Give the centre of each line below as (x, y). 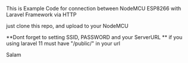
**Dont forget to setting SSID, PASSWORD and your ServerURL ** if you (94, 37)
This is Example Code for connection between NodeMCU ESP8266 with (94, 8)
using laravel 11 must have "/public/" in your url (63, 43)
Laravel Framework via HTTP (41, 15)
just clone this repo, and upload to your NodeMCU (67, 26)
